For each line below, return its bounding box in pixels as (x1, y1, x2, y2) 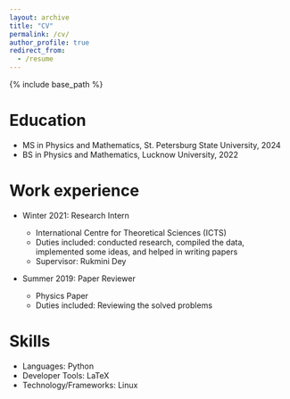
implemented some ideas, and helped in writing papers (35, 246, 238, 257)
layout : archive (9, 12, 70, 22)
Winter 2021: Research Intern (21, 210, 129, 220)
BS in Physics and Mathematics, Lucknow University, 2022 (21, 149, 239, 160)
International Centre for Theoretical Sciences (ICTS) (35, 227, 228, 237)
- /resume (17, 54, 54, 63)
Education (9, 111, 87, 130)
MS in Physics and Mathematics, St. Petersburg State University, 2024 (21, 139, 281, 150)
